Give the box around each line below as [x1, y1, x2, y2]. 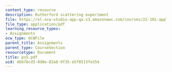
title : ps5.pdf [5, 54, 38, 60]
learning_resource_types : [5, 26, 60, 31]
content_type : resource [5, 7, 56, 13]
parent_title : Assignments [5, 41, 63, 46]
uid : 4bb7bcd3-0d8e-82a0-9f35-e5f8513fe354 [5, 59, 100, 64]
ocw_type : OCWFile [5, 36, 45, 41]
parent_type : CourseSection [5, 45, 66, 50]
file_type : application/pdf [5, 21, 66, 27]
